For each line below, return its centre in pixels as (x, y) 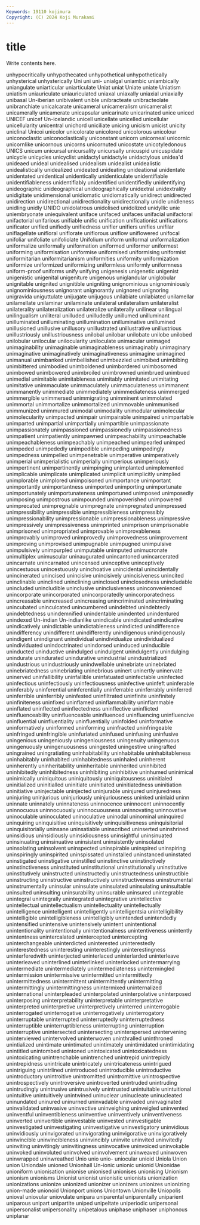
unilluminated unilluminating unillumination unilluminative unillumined (91, 322)
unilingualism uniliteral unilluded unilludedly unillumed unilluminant (88, 316)
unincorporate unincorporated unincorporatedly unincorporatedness (90, 595)
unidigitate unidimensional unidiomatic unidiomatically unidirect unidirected (99, 195)
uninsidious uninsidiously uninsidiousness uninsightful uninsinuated (89, 835)
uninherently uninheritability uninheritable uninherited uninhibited (86, 766)
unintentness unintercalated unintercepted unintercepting (77, 937)
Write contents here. (31, 63)
